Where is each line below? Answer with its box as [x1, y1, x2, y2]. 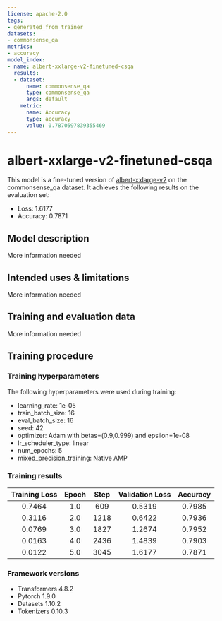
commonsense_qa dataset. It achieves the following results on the [7, 183, 199, 191]
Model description [7, 232, 90, 244]
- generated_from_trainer [7, 23, 83, 30]
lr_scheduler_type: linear [17, 439, 90, 447]
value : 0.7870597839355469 [25, 122, 106, 129]
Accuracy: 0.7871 [17, 212, 68, 220]
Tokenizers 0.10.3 [17, 607, 68, 615]
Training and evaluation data [7, 311, 135, 323]
